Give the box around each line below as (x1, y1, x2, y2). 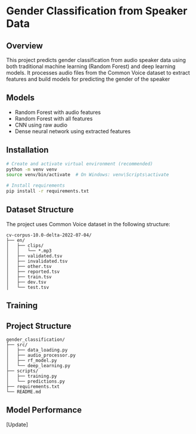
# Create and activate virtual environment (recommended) (6, 161, 153, 167)
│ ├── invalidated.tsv (6, 258, 68, 264)
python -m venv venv (6, 166, 58, 173)
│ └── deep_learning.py (6, 363, 70, 369)
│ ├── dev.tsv (6, 279, 46, 285)
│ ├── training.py (6, 373, 58, 380)
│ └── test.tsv (6, 284, 49, 290)
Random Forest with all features (14, 115, 93, 122)
